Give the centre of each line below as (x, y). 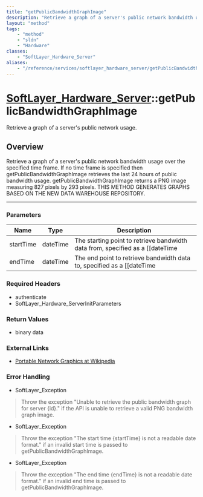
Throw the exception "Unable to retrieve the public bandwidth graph (106, 402)
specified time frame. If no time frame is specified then (75, 168)
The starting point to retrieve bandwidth (131, 241)
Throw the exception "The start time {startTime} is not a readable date (108, 438)
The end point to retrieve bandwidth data (133, 258)
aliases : (17, 62)
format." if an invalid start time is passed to (74, 444)
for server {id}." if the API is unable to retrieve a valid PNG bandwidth (107, 408)
